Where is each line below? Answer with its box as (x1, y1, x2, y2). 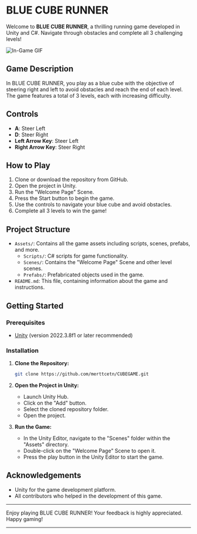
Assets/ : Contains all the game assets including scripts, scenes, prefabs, (14, 240, 191, 247)
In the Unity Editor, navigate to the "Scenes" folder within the (23, 435, 171, 442)
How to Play (6, 160, 51, 171)
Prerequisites (6, 318, 45, 326)
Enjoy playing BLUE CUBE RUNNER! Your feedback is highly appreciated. (6, 509, 183, 516)
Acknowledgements (6, 470, 81, 480)
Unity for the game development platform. (14, 486, 116, 493)
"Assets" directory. (23, 441, 69, 448)
